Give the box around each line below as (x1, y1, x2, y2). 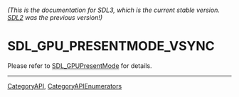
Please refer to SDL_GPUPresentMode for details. (7, 61, 152, 70)
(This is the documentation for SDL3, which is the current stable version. (7, 6, 221, 14)
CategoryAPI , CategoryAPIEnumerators (7, 81, 122, 90)
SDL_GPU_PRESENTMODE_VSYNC (7, 38, 215, 54)
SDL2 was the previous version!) (7, 13, 103, 21)
